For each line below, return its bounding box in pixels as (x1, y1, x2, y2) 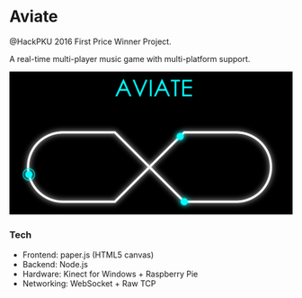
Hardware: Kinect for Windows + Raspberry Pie (22, 268, 199, 279)
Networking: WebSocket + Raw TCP (22, 277, 156, 289)
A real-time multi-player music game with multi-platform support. (9, 53, 251, 64)
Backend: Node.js (22, 258, 88, 269)
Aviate (9, 6, 58, 27)
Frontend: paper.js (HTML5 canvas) (22, 249, 155, 260)
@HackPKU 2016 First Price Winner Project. (9, 36, 173, 47)
